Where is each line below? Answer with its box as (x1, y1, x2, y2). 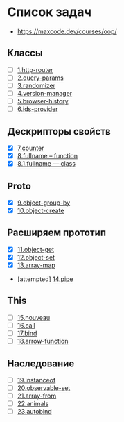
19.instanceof (17, 375, 56, 384)
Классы (7, 47, 43, 59)
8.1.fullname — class (17, 160, 76, 168)
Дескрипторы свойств (7, 126, 111, 137)
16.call (17, 321, 36, 330)
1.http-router (17, 65, 53, 74)
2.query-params (17, 74, 64, 82)
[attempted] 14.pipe (17, 275, 74, 283)
